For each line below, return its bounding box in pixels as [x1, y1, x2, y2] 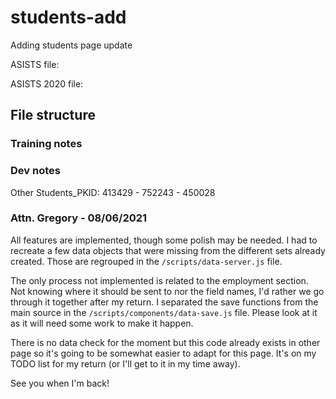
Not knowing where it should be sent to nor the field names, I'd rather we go [10, 285, 325, 297]
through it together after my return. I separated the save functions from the [10, 296, 319, 308]
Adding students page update [10, 39, 133, 51]
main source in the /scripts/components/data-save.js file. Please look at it [10, 306, 318, 318]
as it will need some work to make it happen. [10, 317, 194, 329]
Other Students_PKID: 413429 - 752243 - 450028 [10, 186, 216, 198]
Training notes [10, 137, 83, 151]
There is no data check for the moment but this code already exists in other [10, 336, 321, 348]
